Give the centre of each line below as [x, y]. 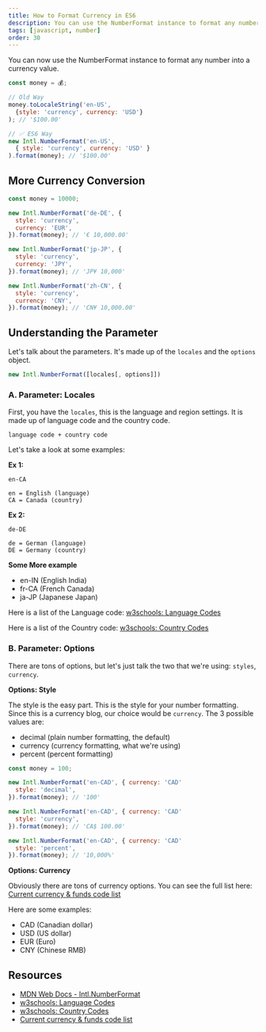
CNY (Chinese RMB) [53, 950]
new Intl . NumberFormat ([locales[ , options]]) [84, 375]
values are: [26, 722]
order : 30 [25, 38]
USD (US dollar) [46, 933]
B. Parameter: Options [51, 649]
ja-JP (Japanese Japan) [59, 597]
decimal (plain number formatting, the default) [95, 737]
